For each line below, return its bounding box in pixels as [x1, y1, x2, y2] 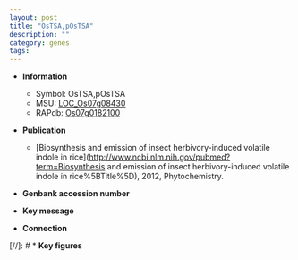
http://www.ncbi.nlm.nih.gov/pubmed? [89, 152, 231, 162]
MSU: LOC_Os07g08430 [35, 98, 126, 108]
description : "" [9, 30, 70, 39]
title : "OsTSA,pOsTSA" [9, 22, 94, 30]
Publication [21, 125, 66, 135]
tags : [9, 47, 30, 56]
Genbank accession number [21, 188, 130, 199]
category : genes [9, 38, 70, 48]
